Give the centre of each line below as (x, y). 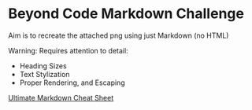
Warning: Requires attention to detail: (68, 50)
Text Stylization (44, 74)
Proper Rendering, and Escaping (72, 82)
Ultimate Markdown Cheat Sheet (61, 97)
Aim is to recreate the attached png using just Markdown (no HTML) (119, 35)
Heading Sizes (43, 66)
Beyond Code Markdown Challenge (126, 14)
